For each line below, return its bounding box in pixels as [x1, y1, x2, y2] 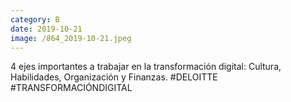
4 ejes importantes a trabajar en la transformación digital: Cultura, [10, 61, 282, 73]
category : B [10, 14, 60, 25]
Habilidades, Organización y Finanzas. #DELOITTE [10, 71, 218, 83]
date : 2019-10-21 [10, 24, 83, 34]
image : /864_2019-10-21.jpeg [10, 33, 132, 43]
